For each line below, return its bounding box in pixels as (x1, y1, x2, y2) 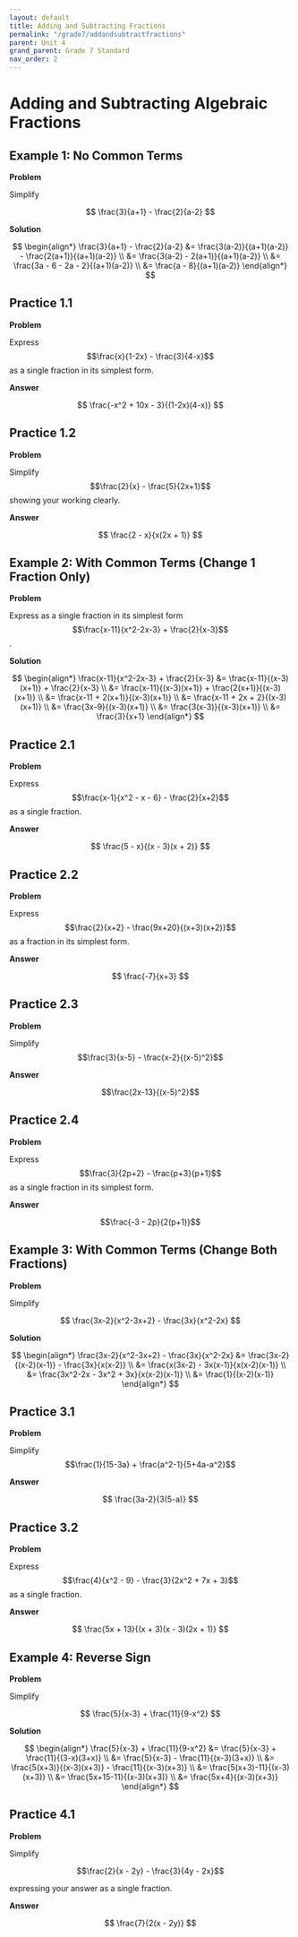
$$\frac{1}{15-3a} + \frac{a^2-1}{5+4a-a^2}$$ (64, 1459, 236, 1470)
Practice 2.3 (9, 996, 79, 1012)
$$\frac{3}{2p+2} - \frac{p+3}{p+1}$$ (79, 1167, 222, 1178)
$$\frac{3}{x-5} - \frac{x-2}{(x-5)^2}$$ (77, 1052, 224, 1063)
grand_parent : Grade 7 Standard (9, 47, 130, 56)
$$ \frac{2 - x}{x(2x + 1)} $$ (98, 529, 203, 540)
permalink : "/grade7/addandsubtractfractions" (9, 30, 186, 39)
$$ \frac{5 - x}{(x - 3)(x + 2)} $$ (90, 841, 210, 852)
